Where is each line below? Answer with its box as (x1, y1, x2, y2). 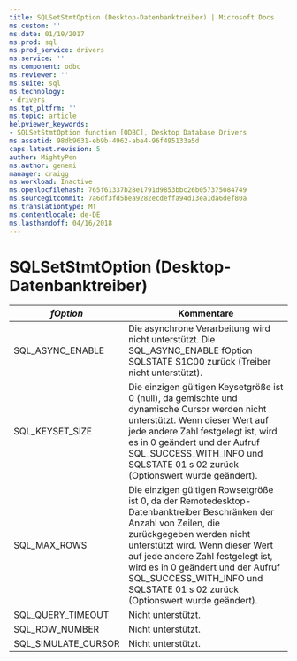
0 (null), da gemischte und (127, 392, 238, 404)
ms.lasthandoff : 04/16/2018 (9, 219, 113, 227)
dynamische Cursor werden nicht (127, 404, 267, 416)
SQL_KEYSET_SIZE (13, 426, 93, 438)
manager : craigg (9, 169, 69, 178)
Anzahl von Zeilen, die (127, 517, 221, 529)
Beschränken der (202, 506, 274, 519)
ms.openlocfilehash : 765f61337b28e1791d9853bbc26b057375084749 (9, 186, 247, 195)
